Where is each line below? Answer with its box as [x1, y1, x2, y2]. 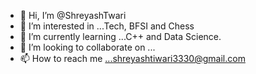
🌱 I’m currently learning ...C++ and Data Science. [19, 31, 222, 42]
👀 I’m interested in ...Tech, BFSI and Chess [19, 20, 195, 32]
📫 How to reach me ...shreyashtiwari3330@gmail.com [19, 53, 246, 64]
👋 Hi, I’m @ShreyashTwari [19, 10, 127, 21]
